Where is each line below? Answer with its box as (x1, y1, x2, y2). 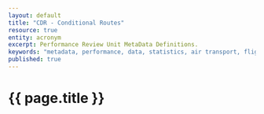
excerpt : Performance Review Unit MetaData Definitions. (8, 41, 199, 49)
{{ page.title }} (8, 90, 105, 107)
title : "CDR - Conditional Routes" (8, 19, 125, 27)
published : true (8, 56, 61, 64)
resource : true (8, 26, 58, 34)
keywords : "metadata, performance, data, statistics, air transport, (8, 48, 241, 56)
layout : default (8, 11, 61, 20)
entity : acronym (8, 33, 61, 42)
